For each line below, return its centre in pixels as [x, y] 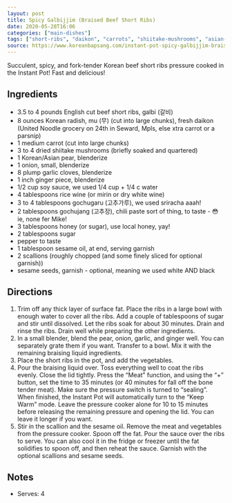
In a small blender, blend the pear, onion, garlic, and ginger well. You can [120, 338]
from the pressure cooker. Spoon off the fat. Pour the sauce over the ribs [121, 433]
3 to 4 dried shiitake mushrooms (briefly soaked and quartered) [107, 150]
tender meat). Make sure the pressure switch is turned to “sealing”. [112, 389]
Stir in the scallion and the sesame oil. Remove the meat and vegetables [119, 426]
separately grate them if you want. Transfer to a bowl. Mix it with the [114, 345]
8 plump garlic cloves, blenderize [65, 172]
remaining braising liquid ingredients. [70, 352]
